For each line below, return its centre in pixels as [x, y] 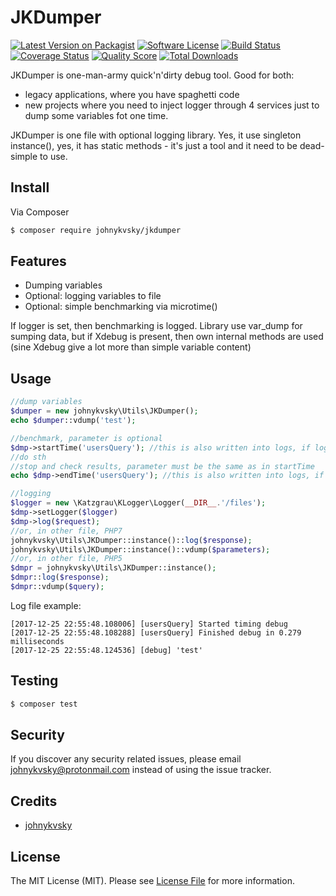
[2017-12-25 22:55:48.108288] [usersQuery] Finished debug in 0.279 [156, 632]
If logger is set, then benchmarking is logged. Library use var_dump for [156, 326]
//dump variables [46, 402]
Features [38, 261]
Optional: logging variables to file [93, 296]
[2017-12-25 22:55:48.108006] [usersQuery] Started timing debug [149, 624]
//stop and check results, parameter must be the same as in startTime [162, 466]
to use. [53, 156]
